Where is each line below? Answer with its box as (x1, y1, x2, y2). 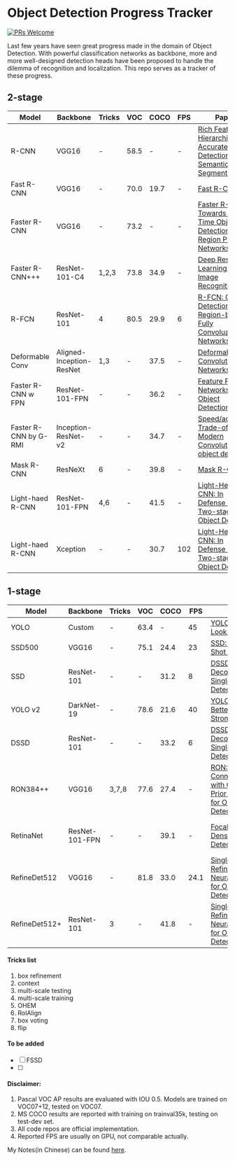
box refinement (17, 971, 62, 980)
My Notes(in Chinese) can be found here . (7, 1146, 127, 1154)
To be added (7, 1039, 44, 1048)
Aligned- (56, 347, 86, 357)
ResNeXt (56, 464, 85, 474)
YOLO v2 (10, 705, 41, 715)
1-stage (7, 586, 41, 598)
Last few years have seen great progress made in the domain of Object (7, 41, 212, 50)
